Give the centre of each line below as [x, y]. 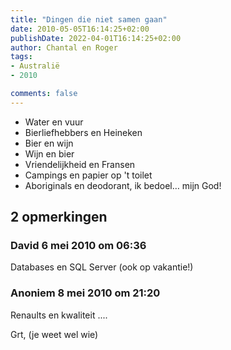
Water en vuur [54, 122]
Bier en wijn [49, 143]
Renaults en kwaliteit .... [59, 315]
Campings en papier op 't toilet [88, 175]
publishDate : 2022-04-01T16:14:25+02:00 [96, 38]
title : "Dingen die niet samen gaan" [89, 19]
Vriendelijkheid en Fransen [80, 164]
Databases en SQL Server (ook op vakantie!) [102, 267]
